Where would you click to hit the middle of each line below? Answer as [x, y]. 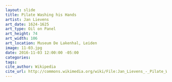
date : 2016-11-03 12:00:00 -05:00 [42, 52]
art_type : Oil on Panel [31, 29]
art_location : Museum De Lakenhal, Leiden [51, 43]
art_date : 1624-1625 [27, 24]
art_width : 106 [21, 39]
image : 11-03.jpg [24, 48]
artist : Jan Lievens [27, 19]
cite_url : [16, 72]
